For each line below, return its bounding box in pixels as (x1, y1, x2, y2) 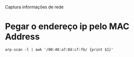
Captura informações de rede (5, 4, 64, 10)
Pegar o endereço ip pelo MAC (5, 21, 130, 32)
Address (5, 31, 40, 43)
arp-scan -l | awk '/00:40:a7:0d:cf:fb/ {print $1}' (5, 47, 114, 52)
